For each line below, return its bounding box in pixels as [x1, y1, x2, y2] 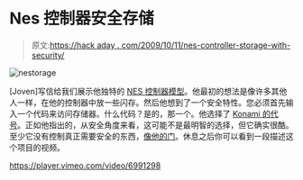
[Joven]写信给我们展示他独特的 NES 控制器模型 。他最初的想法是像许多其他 [9, 85, 288, 96]
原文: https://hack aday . [31, 40, 120, 50]
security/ [31, 49, 65, 60]
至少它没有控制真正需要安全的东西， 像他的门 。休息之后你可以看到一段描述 [9, 130, 286, 141]
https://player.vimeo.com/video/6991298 [9, 159, 161, 171]
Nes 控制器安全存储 [9, 8, 155, 29]
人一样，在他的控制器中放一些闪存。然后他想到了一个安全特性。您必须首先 [9, 96, 286, 108]
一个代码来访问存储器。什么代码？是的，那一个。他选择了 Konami [16, 108, 261, 119]
